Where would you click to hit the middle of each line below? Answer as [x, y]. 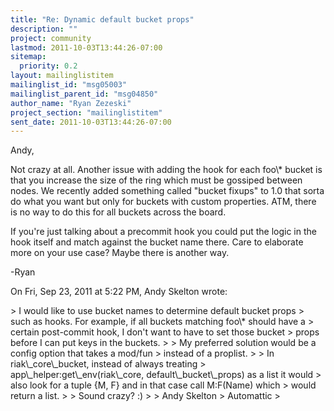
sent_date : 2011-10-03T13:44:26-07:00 [91, 122]
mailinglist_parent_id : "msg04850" [84, 94]
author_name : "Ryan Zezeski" [71, 103]
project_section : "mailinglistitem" [86, 112]
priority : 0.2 [48, 66]
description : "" [44, 29]
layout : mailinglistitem [62, 76]
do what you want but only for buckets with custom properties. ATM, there [163, 202]
